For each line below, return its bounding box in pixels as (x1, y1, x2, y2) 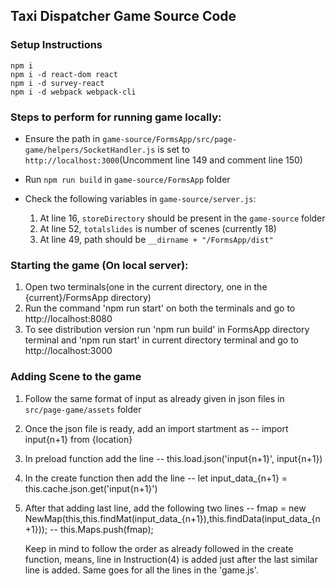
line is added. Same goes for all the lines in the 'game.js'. (24, 564, 259, 576)
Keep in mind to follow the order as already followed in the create (24, 542, 294, 554)
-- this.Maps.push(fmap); (49, 523, 154, 535)
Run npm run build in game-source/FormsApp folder (24, 173, 231, 185)
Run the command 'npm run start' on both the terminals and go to (24, 302, 296, 314)
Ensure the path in (24, 132, 101, 144)
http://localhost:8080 (24, 313, 113, 325)
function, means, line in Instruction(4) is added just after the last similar (24, 553, 318, 565)
